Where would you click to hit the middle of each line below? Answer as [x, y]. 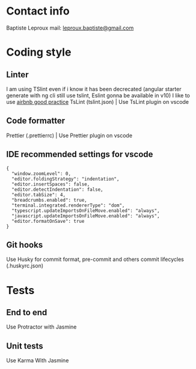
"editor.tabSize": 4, [39, 194]
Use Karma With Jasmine [38, 361]
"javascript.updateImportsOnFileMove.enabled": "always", [86, 216]
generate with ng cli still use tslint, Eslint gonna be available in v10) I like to [98, 95]
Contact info [38, 11]
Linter [17, 75]
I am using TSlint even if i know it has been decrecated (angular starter [94, 89]
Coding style [39, 52]
